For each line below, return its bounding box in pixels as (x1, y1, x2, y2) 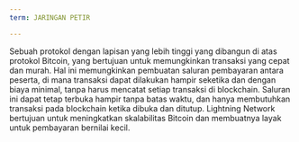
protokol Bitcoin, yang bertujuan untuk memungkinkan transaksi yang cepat (9, 55, 290, 66)
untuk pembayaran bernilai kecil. (9, 122, 131, 133)
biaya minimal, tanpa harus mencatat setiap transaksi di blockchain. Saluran (9, 84, 291, 94)
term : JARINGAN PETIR (9, 13, 91, 22)
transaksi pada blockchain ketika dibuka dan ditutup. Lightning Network (9, 102, 276, 113)
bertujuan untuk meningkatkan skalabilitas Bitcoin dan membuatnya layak (9, 112, 282, 123)
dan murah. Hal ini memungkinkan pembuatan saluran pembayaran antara (9, 65, 284, 75)
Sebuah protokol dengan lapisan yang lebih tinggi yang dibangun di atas (9, 46, 277, 57)
